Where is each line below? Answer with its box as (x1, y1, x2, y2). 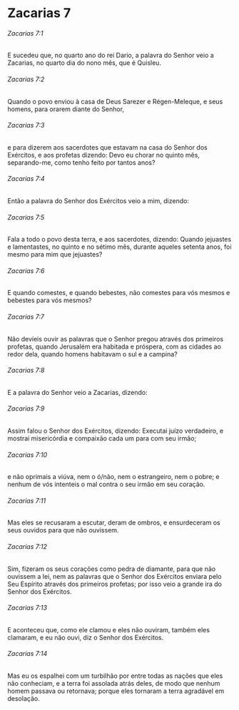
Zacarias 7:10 (7, 451, 48, 459)
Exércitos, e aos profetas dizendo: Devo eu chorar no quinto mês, (7, 150, 200, 159)
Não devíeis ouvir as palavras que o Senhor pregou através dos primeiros (7, 334, 223, 343)
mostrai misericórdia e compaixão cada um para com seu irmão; (7, 434, 197, 443)
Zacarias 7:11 (7, 496, 46, 505)
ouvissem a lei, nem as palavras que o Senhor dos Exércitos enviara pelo (7, 572, 222, 580)
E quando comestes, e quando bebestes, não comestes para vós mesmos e (7, 289, 230, 297)
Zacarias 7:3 (7, 121, 45, 130)
